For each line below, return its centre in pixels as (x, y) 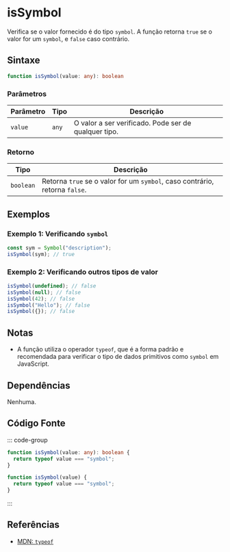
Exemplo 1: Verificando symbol (57, 234)
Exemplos (28, 214)
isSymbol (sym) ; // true (41, 254)
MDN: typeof (35, 541)
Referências (34, 525)
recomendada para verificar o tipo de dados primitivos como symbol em (118, 357)
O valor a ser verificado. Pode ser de (132, 123)
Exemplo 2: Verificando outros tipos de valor (83, 272)
